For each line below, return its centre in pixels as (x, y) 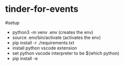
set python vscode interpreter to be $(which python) (66, 53)
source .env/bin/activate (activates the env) (57, 37)
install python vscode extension (45, 48)
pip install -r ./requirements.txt (43, 42)
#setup (12, 23)
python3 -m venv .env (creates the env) (53, 32)
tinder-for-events (42, 9)
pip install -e (25, 58)
